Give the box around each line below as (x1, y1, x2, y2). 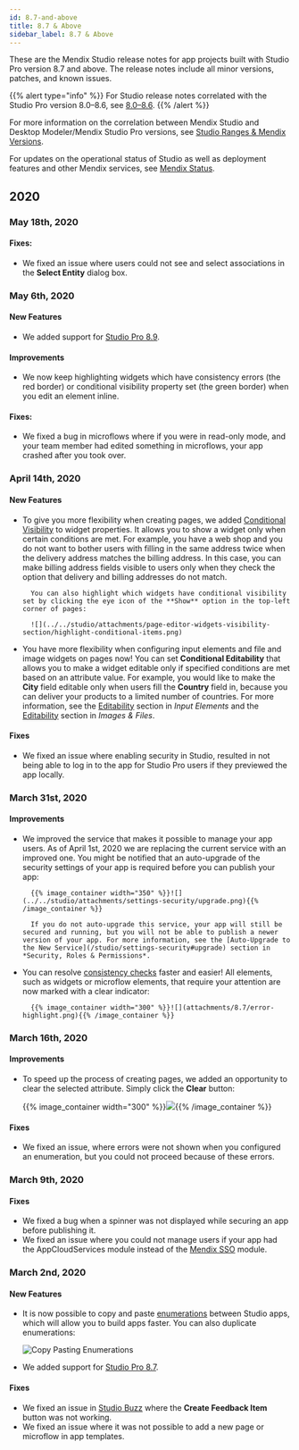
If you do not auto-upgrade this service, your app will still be (30, 919, 283, 929)
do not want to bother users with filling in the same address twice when (21, 542, 286, 554)
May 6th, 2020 (9, 289, 75, 302)
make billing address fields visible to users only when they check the (21, 562, 276, 573)
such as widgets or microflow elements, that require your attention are (21, 976, 281, 987)
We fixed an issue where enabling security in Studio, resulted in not (21, 750, 270, 760)
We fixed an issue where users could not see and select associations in (21, 257, 286, 268)
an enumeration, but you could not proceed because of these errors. (21, 1152, 275, 1162)
